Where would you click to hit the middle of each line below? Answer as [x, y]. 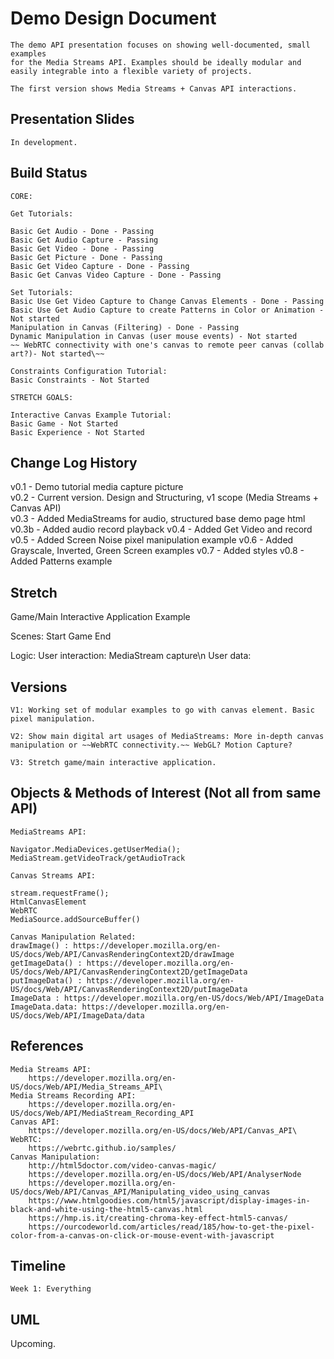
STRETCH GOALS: [42, 397]
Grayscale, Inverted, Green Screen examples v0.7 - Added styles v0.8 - [157, 551]
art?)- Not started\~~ [57, 353]
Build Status [49, 173]
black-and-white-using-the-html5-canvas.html [106, 1209]
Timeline [38, 1266]
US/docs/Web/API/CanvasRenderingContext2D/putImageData [129, 989]
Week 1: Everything [51, 1289]
